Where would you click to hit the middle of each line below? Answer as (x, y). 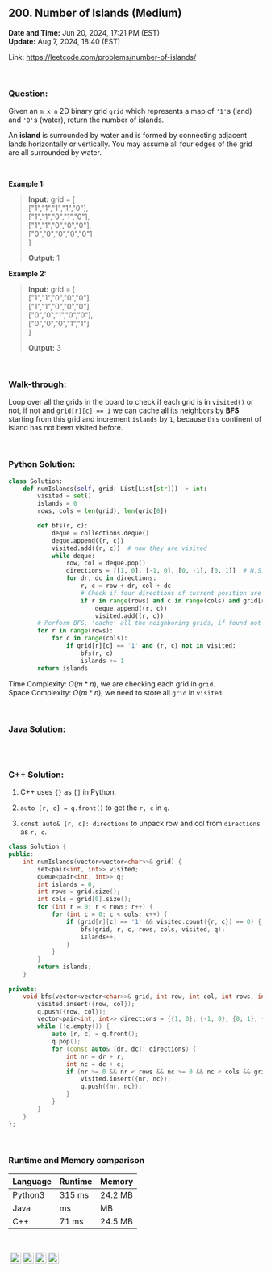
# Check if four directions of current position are (171, 593)
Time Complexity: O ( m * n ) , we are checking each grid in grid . (112, 684)
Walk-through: (38, 384)
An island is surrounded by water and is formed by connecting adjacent (128, 136)
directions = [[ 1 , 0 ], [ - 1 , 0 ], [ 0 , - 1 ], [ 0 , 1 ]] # (156, 571)
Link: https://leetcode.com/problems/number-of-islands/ (102, 57)
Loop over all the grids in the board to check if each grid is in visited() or (131, 402)
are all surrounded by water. (55, 153)
